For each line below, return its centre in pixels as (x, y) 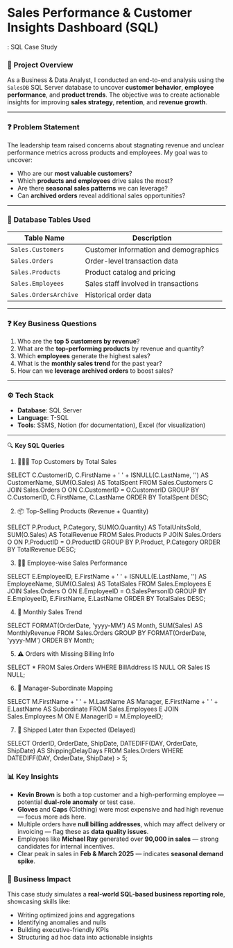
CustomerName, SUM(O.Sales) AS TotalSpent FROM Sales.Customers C (110, 483)
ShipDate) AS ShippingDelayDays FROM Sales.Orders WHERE (95, 751)
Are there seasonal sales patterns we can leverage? (93, 188)
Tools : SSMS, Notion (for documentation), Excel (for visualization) (111, 425)
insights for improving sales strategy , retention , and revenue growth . (107, 102)
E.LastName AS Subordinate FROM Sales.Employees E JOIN (93, 709)
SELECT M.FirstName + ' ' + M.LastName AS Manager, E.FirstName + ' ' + (113, 702)
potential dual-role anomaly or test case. (76, 802)
